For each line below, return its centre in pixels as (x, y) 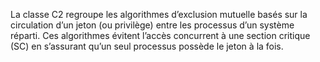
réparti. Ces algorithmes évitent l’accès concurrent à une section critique (160, 35)
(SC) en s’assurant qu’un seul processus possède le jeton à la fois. (147, 46)
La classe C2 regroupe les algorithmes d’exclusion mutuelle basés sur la (159, 14)
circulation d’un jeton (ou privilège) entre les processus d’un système (152, 25)
